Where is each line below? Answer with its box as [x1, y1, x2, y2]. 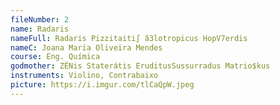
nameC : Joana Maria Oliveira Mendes [10, 42, 163, 53]
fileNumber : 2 [10, 14, 70, 25]
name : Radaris [10, 24, 70, 34]
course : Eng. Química [10, 52, 101, 62]
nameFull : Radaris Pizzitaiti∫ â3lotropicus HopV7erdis [10, 33, 248, 43]
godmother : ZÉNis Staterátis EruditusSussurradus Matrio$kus [10, 61, 271, 71]
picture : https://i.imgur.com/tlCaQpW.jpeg [10, 80, 195, 90]
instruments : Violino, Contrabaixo [10, 71, 159, 81]
